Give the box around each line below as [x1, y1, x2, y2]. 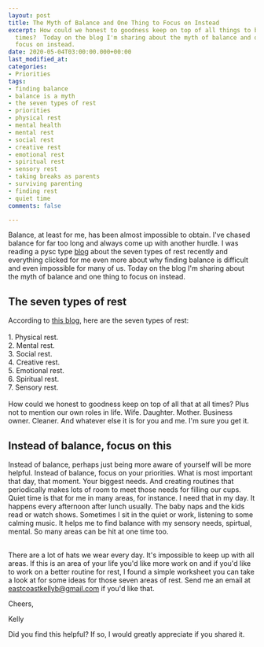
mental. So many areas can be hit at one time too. [8, 527, 169, 536]
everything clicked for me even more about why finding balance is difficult [8, 255, 249, 264]
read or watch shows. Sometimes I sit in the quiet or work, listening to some [8, 510, 254, 519]
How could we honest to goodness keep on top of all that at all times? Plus [8, 399, 250, 409]
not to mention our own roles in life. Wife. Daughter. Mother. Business [8, 408, 233, 417]
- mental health [8, 121, 61, 129]
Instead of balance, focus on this [8, 438, 172, 453]
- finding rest [8, 187, 58, 195]
